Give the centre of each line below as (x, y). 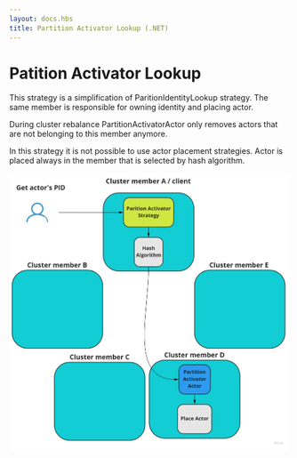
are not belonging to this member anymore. (88, 134)
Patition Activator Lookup (105, 73)
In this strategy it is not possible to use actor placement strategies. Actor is (146, 151)
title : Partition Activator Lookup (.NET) (89, 28)
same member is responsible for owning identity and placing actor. (131, 108)
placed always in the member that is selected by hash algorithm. (127, 161)
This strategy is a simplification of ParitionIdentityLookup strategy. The (139, 98)
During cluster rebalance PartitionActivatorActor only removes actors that (144, 125)
